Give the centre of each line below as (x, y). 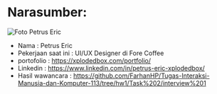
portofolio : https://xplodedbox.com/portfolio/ (84, 60)
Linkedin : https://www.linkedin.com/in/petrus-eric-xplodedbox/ (111, 68)
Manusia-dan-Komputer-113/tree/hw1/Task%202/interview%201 (112, 83)
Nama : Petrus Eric (45, 45)
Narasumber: (47, 12)
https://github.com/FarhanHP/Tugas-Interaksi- (142, 76)
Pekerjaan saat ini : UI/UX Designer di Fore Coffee (91, 53)
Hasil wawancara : (45, 76)
